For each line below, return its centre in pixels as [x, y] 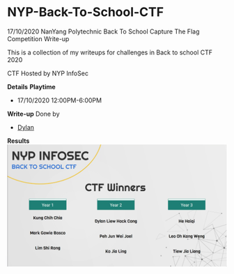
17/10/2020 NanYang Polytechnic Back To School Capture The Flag [103, 31]
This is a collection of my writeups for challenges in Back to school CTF [110, 52]
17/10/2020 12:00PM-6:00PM [60, 100]
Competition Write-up [38, 38]
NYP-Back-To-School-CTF [86, 12]
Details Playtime [31, 86]
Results [18, 141]
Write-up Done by [34, 114]
